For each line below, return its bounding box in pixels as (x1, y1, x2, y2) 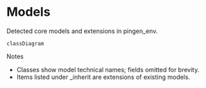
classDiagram (6, 40, 44, 47)
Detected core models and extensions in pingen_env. (6, 27, 158, 35)
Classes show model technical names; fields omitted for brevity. (16, 65, 200, 74)
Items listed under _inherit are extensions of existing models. (16, 73, 191, 81)
